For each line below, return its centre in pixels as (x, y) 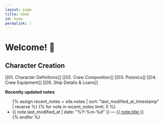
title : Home (17, 14)
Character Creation (35, 65)
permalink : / (18, 23)
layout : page (18, 10)
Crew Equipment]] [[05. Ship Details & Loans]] (52, 83)
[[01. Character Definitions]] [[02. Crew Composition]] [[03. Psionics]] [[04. (81, 77)
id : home (14, 19)
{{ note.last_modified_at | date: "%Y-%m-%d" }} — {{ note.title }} (78, 112)
